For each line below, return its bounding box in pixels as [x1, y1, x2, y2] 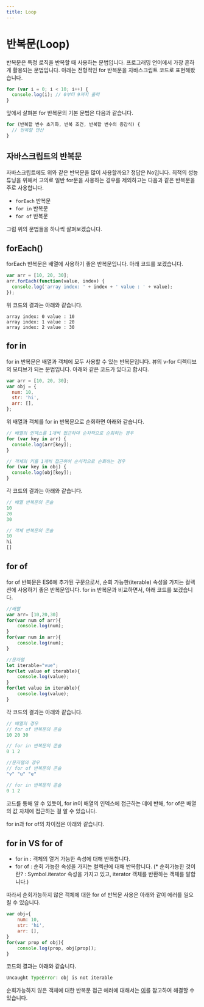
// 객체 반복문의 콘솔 [6, 527, 54, 534]
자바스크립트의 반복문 [6, 151, 82, 162]
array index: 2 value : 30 [6, 324, 75, 330]
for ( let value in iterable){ [6, 685, 80, 692]
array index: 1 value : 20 [6, 319, 75, 325]
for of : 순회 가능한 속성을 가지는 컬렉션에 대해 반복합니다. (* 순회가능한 [15, 863, 185, 870]
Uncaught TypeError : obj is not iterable [6, 975, 113, 981]
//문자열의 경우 [6, 759, 40, 766]
